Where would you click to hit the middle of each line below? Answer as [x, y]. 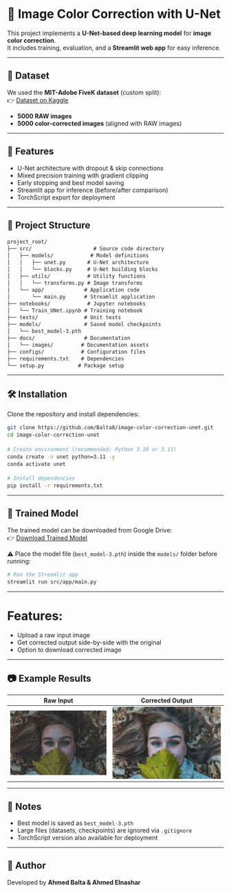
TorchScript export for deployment [66, 197]
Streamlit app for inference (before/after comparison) [92, 190]
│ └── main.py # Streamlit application [81, 297]
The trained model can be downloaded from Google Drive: [90, 530]
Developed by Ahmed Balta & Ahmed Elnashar [74, 882]
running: [19, 561]
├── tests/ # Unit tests [64, 318]
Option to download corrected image [69, 649]
